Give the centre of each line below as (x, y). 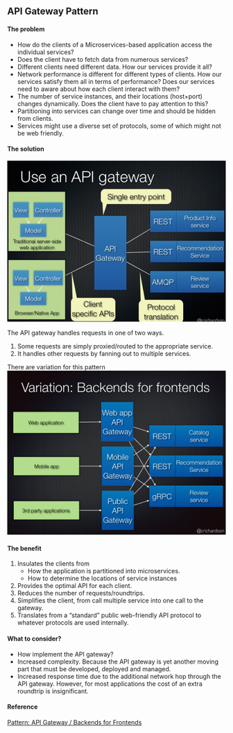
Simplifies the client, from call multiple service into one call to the (110, 600)
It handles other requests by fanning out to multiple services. (104, 354)
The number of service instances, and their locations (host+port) (110, 96)
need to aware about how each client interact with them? (98, 89)
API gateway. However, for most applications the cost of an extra (110, 684)
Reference (23, 707)
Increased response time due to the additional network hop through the (119, 676)
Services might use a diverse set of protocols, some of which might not (119, 126)
